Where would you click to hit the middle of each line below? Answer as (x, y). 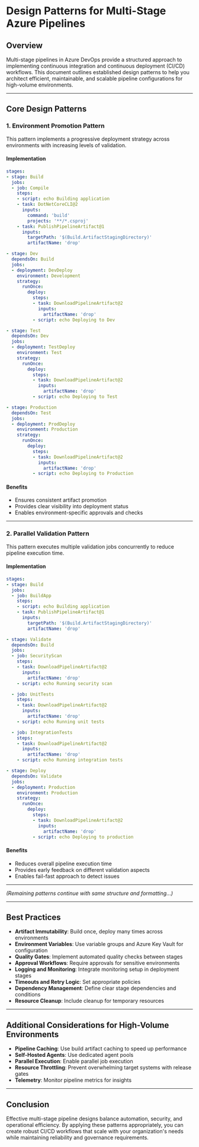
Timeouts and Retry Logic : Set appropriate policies (78, 982)
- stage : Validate (29, 639)
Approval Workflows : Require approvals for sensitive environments (97, 963)
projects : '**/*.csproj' (58, 221)
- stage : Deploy (26, 771)
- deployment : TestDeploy (44, 347)
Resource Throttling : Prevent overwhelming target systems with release (103, 1068)
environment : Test (39, 353)
